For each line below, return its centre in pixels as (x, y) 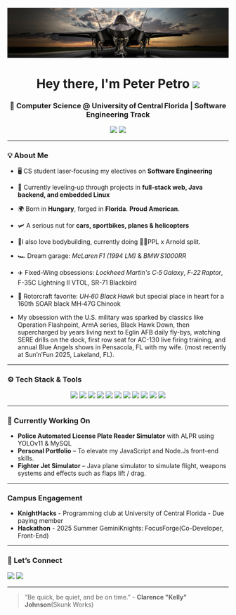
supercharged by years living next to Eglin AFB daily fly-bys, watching (119, 332)
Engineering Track (118, 115)
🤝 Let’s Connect (35, 561)
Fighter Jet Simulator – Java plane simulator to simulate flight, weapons (122, 466)
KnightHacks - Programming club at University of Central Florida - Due (121, 513)
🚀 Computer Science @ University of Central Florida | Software (118, 105)
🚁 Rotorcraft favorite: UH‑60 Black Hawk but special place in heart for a (121, 297)
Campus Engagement (45, 498)
